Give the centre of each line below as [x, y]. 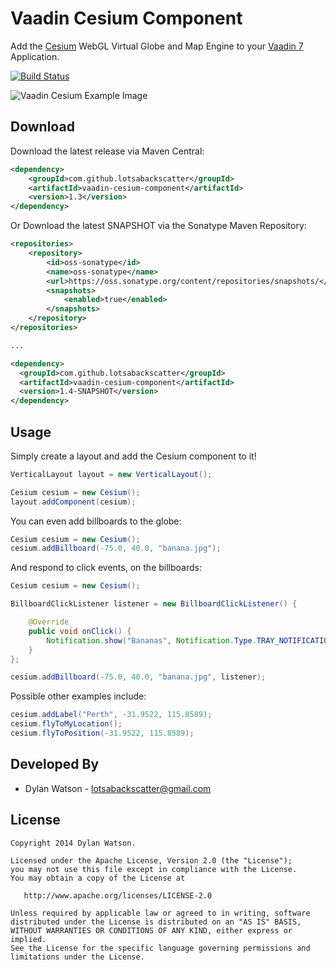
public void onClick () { [80, 631]
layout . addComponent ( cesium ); [73, 502]
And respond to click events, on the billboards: [106, 568]
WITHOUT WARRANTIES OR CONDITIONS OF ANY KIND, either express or [151, 930]
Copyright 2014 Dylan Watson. [73, 843]
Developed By [55, 764]
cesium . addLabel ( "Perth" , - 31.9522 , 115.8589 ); [111, 715]
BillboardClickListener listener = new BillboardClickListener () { [154, 604]
